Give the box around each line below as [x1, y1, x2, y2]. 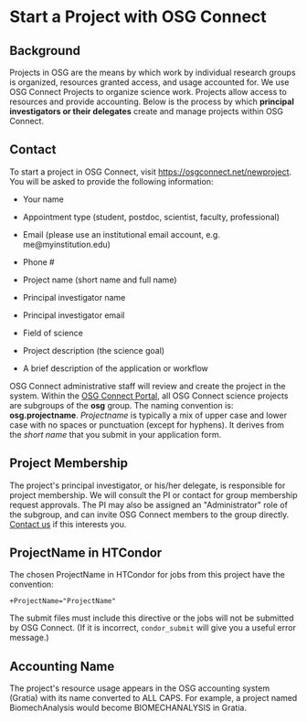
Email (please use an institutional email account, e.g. [22, 228, 221, 239]
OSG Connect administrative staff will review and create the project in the [9, 380, 286, 391]
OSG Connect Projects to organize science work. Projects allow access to [9, 87, 288, 97]
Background [9, 43, 80, 58]
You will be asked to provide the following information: [9, 175, 214, 186]
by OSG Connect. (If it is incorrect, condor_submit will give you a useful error [9, 622, 297, 633]
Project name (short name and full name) [22, 274, 177, 285]
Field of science [22, 327, 84, 338]
